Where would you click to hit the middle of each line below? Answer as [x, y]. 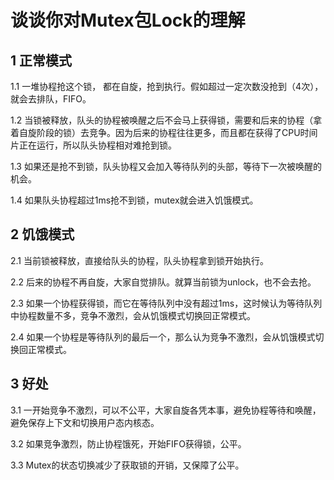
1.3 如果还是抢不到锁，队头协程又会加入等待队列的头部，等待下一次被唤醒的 [166, 166]
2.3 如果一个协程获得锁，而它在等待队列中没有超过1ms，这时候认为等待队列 [166, 303]
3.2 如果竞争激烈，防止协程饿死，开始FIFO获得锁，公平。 [128, 443]
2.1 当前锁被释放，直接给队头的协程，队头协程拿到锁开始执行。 [139, 260]
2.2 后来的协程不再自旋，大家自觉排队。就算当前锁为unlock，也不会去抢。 [163, 282]
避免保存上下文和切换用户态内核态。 [85, 422]
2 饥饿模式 [42, 234]
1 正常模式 [41, 60]
